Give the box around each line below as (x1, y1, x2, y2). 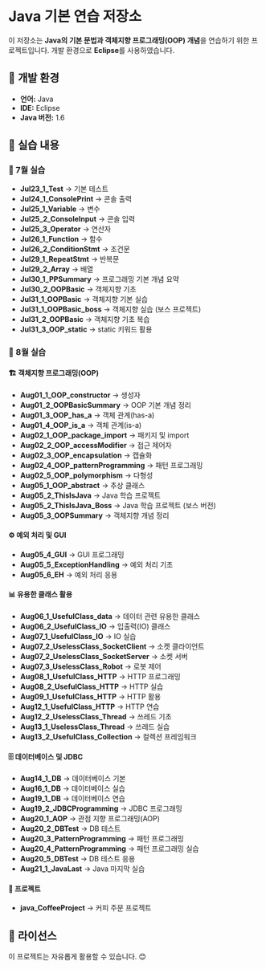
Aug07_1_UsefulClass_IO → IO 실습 (19, 631, 137, 641)
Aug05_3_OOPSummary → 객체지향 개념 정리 (19, 511, 170, 520)
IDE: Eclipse (19, 103, 60, 112)
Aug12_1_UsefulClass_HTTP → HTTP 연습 (19, 702, 160, 711)
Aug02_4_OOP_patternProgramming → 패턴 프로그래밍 (19, 460, 203, 470)
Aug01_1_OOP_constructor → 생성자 (19, 390, 141, 400)
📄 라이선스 (8, 929, 58, 943)
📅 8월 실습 (8, 347, 47, 358)
